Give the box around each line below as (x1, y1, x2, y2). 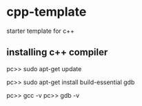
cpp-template (6, 4, 87, 20)
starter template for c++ (6, 27, 75, 35)
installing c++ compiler (6, 47, 108, 58)
